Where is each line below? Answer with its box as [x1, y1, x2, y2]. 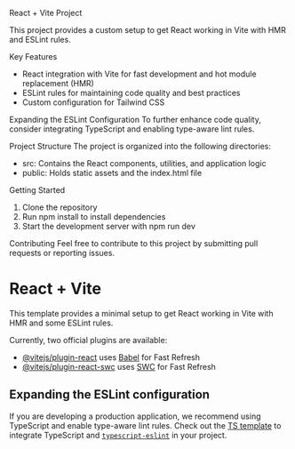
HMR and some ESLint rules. [9, 317, 114, 328]
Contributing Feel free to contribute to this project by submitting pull [9, 238, 259, 248]
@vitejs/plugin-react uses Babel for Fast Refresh [21, 351, 201, 363]
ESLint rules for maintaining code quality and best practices [21, 88, 241, 98]
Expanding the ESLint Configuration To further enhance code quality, [9, 115, 262, 124]
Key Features [9, 52, 58, 61]
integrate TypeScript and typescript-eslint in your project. [9, 429, 227, 440]
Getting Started [9, 185, 66, 195]
